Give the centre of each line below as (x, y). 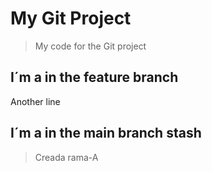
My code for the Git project (90, 46)
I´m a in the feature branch (94, 77)
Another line (35, 101)
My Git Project (71, 18)
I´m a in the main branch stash (106, 133)
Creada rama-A (66, 157)
